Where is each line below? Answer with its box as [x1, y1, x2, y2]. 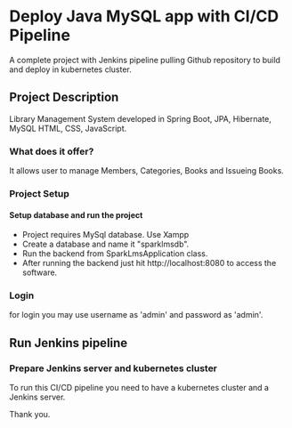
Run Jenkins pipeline [9, 335, 128, 351]
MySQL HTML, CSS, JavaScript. [9, 123, 127, 133]
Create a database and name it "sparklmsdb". [21, 238, 190, 250]
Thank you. [9, 409, 51, 420]
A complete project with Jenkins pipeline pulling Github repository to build [9, 54, 280, 65]
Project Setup [9, 187, 69, 199]
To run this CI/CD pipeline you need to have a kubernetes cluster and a [9, 383, 270, 393]
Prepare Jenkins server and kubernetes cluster [9, 362, 218, 375]
